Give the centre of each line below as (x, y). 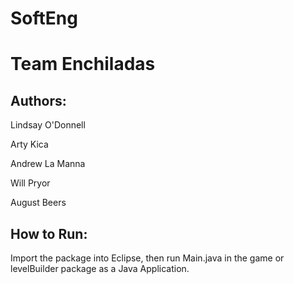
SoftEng (44, 18)
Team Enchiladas (83, 64)
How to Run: (49, 233)
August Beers (38, 203)
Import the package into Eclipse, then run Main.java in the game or (147, 258)
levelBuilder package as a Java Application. (100, 268)
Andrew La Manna (48, 164)
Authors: (38, 100)
